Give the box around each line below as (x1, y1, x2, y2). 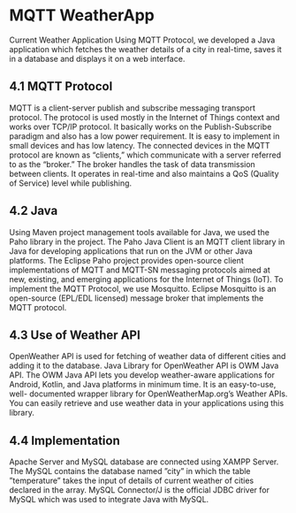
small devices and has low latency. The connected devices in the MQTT (9, 140, 270, 150)
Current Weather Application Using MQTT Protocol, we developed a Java (9, 34, 276, 45)
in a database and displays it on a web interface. (9, 53, 186, 64)
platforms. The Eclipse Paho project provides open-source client (9, 255, 245, 265)
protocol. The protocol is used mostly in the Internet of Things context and (9, 111, 280, 122)
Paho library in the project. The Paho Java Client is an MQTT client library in (9, 236, 285, 247)
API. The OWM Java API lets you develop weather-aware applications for (9, 370, 276, 380)
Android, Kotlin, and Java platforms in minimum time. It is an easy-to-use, (9, 379, 277, 390)
